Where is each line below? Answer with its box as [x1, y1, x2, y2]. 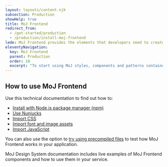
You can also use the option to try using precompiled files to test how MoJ [5, 136, 158, 142]
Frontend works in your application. [5, 141, 78, 147]
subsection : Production [5, 12, 55, 17]
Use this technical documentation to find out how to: [5, 95, 113, 101]
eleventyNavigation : [5, 45, 48, 50]
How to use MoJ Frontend [5, 82, 87, 90]
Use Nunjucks [12, 110, 41, 116]
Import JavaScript [12, 126, 50, 132]
